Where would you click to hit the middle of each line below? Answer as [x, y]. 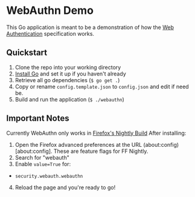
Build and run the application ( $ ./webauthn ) [70, 99]
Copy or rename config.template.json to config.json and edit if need [102, 86]
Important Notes [38, 118]
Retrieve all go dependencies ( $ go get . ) [67, 80]
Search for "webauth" [42, 157]
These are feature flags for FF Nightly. [101, 151]
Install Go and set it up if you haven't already [70, 74]
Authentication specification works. [50, 33]
